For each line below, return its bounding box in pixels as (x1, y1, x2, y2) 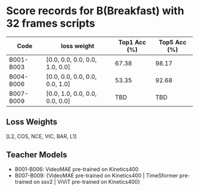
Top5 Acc (159, 38, 187, 46)
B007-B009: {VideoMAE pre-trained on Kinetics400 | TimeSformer (14, 171, 179, 179)
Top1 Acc (118, 38, 146, 46)
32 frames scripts (6, 17, 95, 30)
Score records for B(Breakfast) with (6, 4, 185, 18)
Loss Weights (6, 117, 57, 127)
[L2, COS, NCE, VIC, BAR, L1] (6, 132, 77, 140)
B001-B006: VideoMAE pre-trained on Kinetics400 (14, 166, 139, 173)
